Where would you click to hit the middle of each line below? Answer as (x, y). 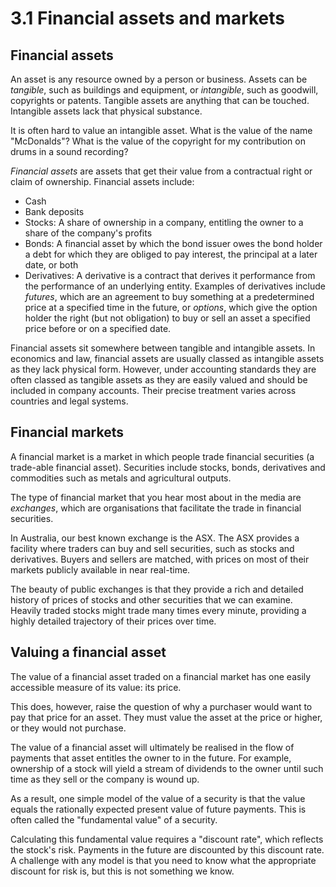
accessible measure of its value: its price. (96, 687)
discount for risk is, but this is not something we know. (122, 871)
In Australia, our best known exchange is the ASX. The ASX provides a (155, 538)
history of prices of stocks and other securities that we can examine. (151, 599)
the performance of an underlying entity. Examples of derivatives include (175, 286)
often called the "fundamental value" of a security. (114, 819)
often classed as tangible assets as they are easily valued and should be (159, 380)
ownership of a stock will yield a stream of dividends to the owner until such (167, 768)
